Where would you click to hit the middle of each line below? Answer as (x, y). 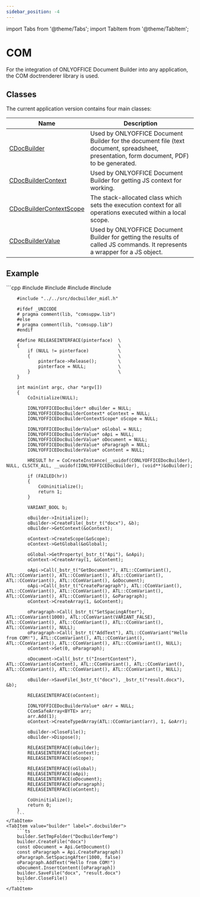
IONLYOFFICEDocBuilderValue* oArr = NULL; (81, 706)
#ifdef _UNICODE (37, 309)
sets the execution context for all (136, 205)
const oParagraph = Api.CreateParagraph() (70, 852)
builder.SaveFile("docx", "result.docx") (69, 873)
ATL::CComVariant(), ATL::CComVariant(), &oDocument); (76, 581)
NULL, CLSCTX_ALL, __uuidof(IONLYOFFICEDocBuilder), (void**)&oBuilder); (100, 466)
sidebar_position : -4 (33, 12)
